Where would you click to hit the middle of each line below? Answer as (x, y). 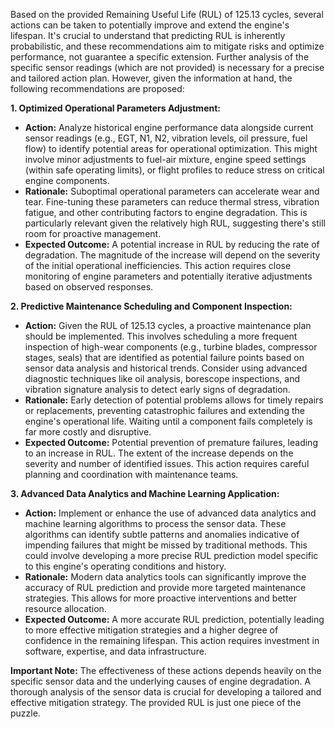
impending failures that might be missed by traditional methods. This (166, 545)
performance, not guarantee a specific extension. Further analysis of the (160, 57)
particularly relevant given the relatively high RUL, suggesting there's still (175, 223)
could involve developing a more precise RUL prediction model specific (171, 555)
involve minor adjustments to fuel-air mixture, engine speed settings (165, 159)
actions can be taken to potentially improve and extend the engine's (150, 25)
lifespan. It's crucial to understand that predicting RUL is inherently (148, 35)
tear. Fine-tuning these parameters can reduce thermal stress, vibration (172, 202)
